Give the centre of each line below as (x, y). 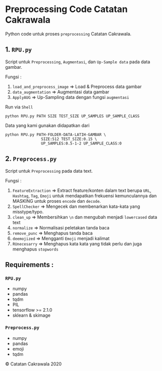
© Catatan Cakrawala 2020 (33, 364)
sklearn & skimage (31, 315)
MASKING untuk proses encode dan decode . (56, 201)
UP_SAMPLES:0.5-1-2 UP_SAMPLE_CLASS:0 (81, 143)
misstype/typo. (28, 211)
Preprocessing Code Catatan (66, 9)
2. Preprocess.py (31, 159)
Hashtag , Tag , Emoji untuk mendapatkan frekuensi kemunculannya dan (84, 196)
